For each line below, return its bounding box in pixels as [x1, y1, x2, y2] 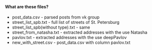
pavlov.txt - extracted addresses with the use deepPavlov [12, 35, 127, 40]
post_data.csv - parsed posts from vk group [12, 14, 100, 20]
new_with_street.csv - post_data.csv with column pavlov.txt [12, 40, 131, 45]
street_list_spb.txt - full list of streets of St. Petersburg [12, 20, 120, 25]
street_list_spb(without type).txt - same [12, 24, 90, 30]
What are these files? [5, 4, 49, 10]
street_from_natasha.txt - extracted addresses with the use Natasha [12, 30, 148, 35]
